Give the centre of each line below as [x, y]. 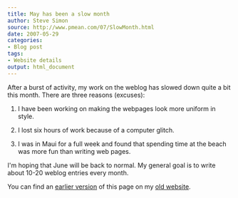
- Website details [35, 61]
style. [26, 116]
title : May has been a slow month [59, 14]
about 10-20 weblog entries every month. [68, 172]
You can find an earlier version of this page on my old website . [99, 187]
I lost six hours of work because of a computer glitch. [96, 130]
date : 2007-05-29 [33, 34]
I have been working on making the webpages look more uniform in [117, 108]
